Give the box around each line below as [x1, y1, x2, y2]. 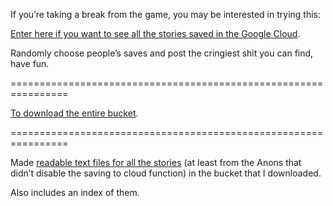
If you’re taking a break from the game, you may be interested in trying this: [10, 9, 321, 20]
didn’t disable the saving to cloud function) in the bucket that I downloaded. [10, 167, 322, 179]
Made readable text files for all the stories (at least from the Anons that [10, 157, 302, 168]
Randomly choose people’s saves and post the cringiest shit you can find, [10, 47, 314, 59]
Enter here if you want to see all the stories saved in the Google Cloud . [10, 28, 301, 39]
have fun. [10, 58, 50, 69]
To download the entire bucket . [10, 107, 139, 119]
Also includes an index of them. [10, 187, 140, 198]
